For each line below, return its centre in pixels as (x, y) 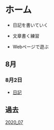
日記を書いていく (30, 25)
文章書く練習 (26, 36)
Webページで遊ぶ (31, 46)
